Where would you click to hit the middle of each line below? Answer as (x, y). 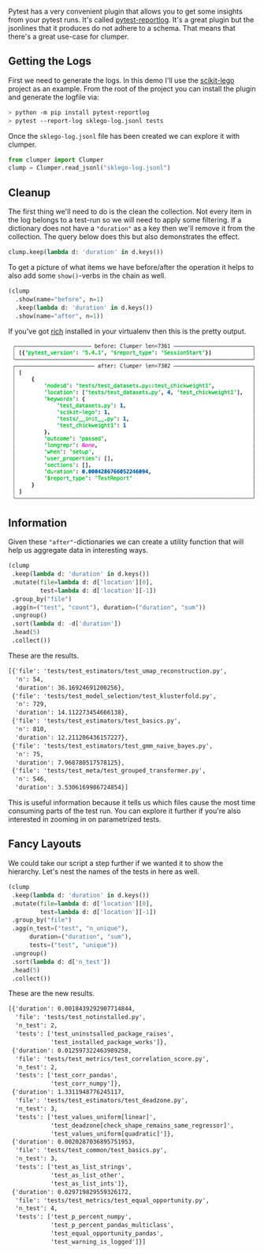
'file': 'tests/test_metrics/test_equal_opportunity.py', (113, 1200)
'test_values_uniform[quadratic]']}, (112, 1134)
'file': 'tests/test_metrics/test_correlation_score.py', (113, 1059)
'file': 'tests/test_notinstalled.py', (81, 1017)
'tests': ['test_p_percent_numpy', (74, 1217)
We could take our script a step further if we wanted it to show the (115, 863)
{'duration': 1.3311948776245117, (68, 1092)
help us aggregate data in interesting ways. (78, 550)
